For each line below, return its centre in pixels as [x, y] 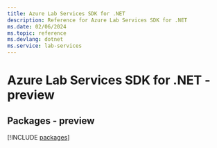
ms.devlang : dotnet [35, 40]
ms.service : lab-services [44, 46]
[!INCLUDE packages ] [38, 137]
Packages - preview [51, 121]
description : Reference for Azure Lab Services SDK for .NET [97, 20]
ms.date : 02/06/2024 [37, 26]
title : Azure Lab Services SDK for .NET [67, 14]
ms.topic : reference [37, 33]
